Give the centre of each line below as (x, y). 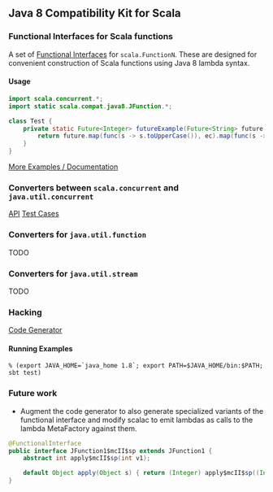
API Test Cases (34, 214)
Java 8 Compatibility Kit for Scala (95, 13)
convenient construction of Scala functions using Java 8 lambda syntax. (129, 63)
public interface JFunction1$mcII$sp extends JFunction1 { (110, 451)
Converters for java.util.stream (73, 273)
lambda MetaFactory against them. (78, 428)
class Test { (30, 121)
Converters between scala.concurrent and (94, 188)
